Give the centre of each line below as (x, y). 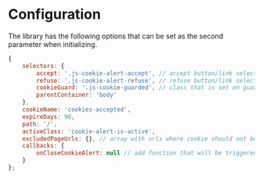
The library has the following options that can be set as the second (116, 36)
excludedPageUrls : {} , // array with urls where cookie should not (134, 138)
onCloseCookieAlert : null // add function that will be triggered (147, 153)
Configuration (55, 14)
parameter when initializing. (53, 44)
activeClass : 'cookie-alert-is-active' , (89, 131)
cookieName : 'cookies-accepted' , (77, 110)
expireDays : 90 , (49, 116)
